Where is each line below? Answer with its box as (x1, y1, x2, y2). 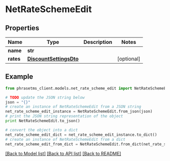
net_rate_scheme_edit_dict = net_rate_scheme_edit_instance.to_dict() (5, 132, 157, 137)
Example (5, 72, 33, 81)
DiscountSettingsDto (27, 56, 79, 62)
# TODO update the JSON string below (5, 95, 85, 100)
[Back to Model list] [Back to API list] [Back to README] (5, 150, 121, 157)
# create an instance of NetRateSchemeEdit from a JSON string (5, 104, 142, 110)
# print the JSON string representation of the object (5, 114, 123, 119)
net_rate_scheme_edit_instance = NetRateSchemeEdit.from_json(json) (5, 109, 153, 114)
